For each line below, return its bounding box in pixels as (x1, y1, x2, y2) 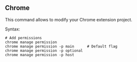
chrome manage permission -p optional (5, 48, 83, 53)
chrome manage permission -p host (5, 52, 75, 57)
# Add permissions (5, 35, 42, 40)
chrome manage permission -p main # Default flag (5, 44, 118, 49)
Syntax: (5, 26, 20, 32)
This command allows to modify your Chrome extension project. (5, 16, 133, 22)
